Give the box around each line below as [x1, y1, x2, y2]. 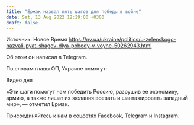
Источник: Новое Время [6, 36, 67, 43]
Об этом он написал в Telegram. [6, 54, 88, 61]
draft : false [6, 20, 38, 25]
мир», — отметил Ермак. [6, 101, 70, 108]
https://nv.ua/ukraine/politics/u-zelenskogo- [68, 36, 176, 43]
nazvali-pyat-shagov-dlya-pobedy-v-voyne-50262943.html [6, 42, 152, 49]
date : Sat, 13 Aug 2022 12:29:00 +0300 [6, 14, 105, 20]
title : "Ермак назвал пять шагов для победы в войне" [6, 8, 142, 15]
